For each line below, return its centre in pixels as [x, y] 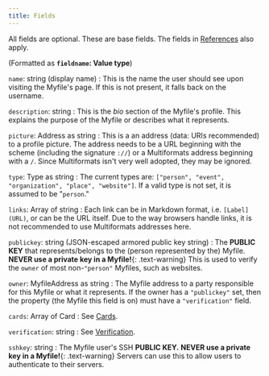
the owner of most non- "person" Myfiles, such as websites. [106, 267]
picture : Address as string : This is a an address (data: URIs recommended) [134, 135]
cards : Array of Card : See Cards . [63, 316]
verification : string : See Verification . [72, 332]
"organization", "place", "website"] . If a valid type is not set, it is [120, 185]
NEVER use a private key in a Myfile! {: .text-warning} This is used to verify [133, 259]
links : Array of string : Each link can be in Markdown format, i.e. [115, 209]
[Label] [236, 210]
